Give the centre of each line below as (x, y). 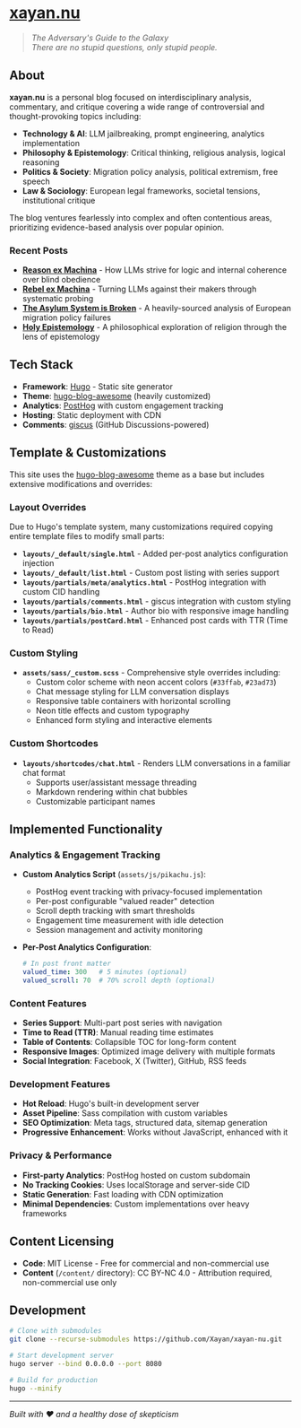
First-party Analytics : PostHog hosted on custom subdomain (136, 1175)
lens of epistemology (61, 337)
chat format (43, 772)
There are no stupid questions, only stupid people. (124, 47)
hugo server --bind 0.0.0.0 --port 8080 (86, 1364)
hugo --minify (36, 1389)
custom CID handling (61, 591)
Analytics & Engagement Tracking (85, 855)
